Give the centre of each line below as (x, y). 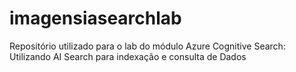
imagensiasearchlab (95, 18)
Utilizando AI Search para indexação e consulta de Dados (128, 56)
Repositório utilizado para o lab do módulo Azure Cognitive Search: (147, 46)
